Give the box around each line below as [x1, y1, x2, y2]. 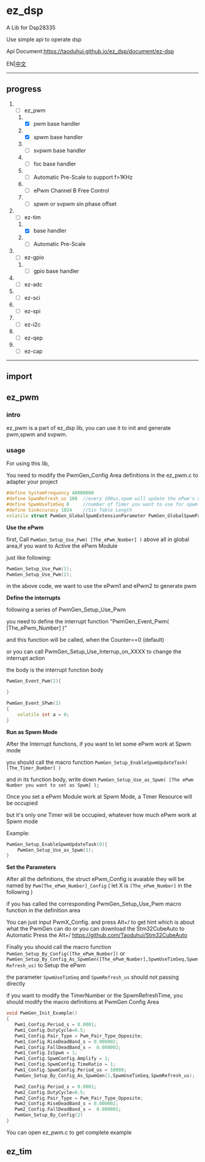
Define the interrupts [6, 594, 61, 601]
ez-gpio [24, 254, 45, 261]
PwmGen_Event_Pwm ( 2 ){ [6, 678, 62, 684]
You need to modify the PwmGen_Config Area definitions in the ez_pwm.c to [6, 471, 198, 479]
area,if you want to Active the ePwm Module [6, 542, 118, 550]
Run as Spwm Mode [6, 728, 58, 736]
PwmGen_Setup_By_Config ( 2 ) [14, 1112, 84, 1118]
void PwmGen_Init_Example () [6, 1010, 78, 1017]
